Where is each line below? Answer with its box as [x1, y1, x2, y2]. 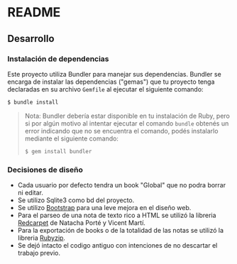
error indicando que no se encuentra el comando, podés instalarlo [24, 126, 219, 135]
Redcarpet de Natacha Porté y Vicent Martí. [17, 218, 145, 227]
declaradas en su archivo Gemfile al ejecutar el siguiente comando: [7, 84, 204, 93]
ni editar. [17, 188, 44, 197]
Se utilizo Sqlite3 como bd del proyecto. [17, 196, 135, 204]
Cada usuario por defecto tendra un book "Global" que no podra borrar [17, 180, 226, 189]
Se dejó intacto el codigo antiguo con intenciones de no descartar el [17, 241, 218, 249]
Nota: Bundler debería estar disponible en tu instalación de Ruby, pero [24, 111, 231, 120]
